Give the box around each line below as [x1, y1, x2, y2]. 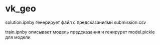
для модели [5, 34, 31, 40]
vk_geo [5, 3, 36, 14]
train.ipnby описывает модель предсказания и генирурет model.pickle [5, 29, 155, 35]
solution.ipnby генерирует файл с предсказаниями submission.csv [5, 19, 146, 25]
